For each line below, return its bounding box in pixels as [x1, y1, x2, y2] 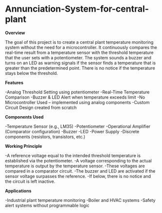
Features [5, 79, 23, 86]
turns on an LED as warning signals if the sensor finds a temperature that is [5, 60, 156, 66]
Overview [5, 30, 25, 35]
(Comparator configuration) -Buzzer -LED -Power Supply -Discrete [5, 128, 140, 134]
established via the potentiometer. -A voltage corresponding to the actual [5, 158, 152, 163]
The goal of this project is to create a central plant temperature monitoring [5, 39, 154, 45]
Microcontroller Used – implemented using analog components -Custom [5, 99, 150, 105]
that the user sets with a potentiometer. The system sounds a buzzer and [5, 54, 152, 60]
